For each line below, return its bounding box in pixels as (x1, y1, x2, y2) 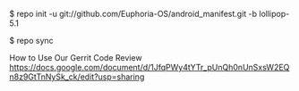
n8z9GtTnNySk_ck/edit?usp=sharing (9, 71, 145, 82)
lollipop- (259, 9, 290, 19)
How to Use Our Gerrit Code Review (9, 53, 142, 62)
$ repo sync (9, 36, 54, 45)
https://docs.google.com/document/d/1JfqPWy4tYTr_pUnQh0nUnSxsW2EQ (9, 62, 290, 72)
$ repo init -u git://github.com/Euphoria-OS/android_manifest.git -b (9, 9, 258, 19)
